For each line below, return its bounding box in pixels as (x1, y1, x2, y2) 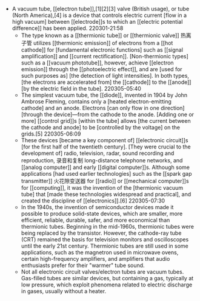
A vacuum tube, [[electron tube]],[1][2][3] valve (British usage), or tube (12, 5, 190, 12)
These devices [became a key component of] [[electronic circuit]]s (21, 137, 188, 144)
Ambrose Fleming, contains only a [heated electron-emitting (21, 98, 172, 105)
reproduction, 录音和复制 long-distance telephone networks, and (21, 157, 183, 164)
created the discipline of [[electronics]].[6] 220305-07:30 (21, 197, 165, 204)
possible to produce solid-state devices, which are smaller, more (21, 210, 183, 217)
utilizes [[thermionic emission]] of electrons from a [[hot (33, 40, 173, 46)
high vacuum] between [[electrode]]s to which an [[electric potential (12, 18, 183, 25)
